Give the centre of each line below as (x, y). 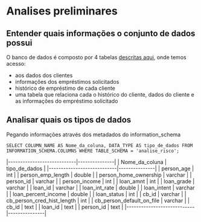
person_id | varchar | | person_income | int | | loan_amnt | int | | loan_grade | (101, 181)
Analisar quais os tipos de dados (69, 120)
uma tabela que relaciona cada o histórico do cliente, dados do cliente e (104, 94)
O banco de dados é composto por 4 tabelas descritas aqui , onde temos (96, 57)
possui (19, 43)
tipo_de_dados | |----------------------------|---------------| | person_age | (100, 168)
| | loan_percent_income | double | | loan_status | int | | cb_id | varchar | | (96, 194)
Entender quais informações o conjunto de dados (101, 33)
